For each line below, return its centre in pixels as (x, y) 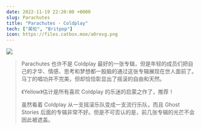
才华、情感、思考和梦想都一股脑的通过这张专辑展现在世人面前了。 (114, 71)
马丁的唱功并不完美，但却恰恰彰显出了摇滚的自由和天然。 (93, 79)
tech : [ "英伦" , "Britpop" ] (39, 29)
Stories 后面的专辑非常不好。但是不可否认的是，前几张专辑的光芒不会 (108, 112)
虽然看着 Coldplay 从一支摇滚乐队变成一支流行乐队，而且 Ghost (101, 105)
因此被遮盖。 (37, 120)
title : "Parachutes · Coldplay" (47, 23)
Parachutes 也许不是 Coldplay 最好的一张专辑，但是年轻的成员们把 (104, 64)
